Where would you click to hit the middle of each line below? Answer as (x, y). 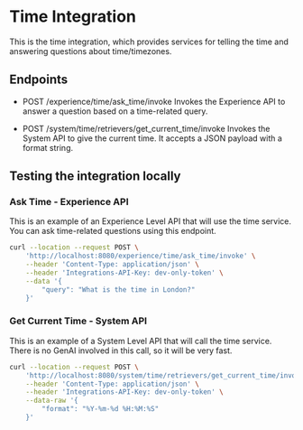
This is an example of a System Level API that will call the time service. (141, 341)
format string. (48, 147)
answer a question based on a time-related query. (115, 111)
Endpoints (39, 80)
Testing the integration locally (95, 177)
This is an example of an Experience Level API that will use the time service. (150, 221)
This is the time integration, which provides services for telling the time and (149, 42)
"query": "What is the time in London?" (119, 290)
